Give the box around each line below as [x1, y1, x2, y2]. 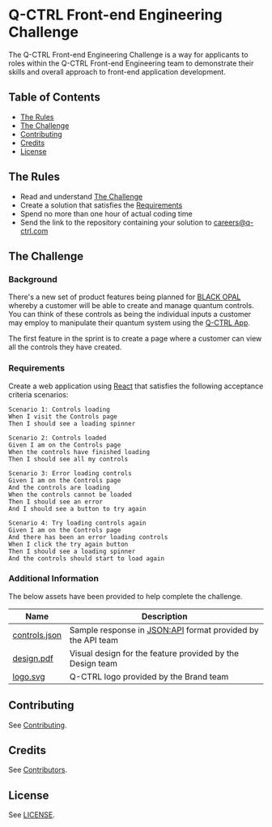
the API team [69, 634, 119, 645]
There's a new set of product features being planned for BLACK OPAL [8, 292, 241, 302]
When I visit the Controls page [8, 412, 117, 421]
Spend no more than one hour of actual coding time [19, 208, 193, 218]
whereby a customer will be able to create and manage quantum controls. [8, 301, 254, 311]
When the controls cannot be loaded [8, 491, 132, 499]
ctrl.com [19, 225, 49, 236]
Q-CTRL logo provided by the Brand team [69, 671, 229, 682]
